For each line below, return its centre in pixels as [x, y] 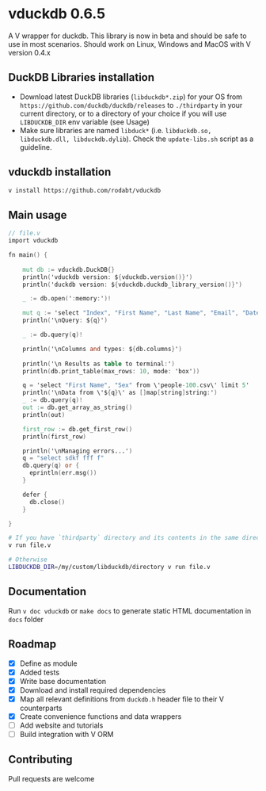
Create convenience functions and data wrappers [101, 716]
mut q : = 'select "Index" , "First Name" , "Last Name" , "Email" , [131, 313]
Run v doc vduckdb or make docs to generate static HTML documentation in [130, 610]
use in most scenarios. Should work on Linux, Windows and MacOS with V [129, 44]
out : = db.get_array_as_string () [78, 407]
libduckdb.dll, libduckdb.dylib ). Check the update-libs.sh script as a [137, 139]
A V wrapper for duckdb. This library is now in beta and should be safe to [127, 36]
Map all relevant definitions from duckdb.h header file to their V [122, 699]
